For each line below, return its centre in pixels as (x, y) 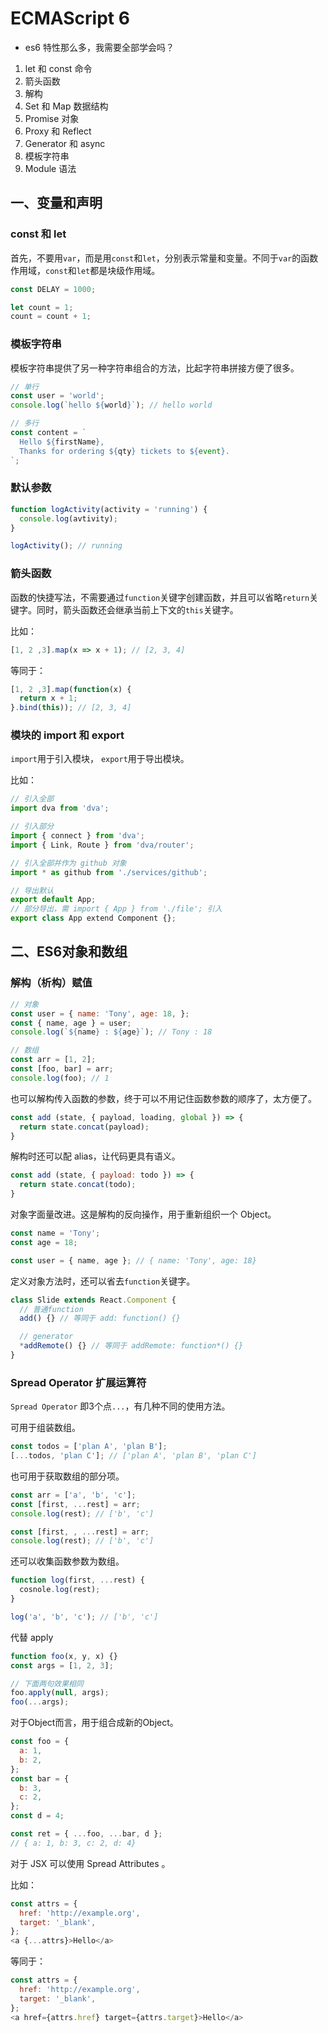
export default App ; (53, 900)
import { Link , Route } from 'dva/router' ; (102, 845)
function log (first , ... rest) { (77, 1580)
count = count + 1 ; (51, 317)
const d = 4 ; (37, 1816)
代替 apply (32, 1637)
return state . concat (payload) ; (84, 1127)
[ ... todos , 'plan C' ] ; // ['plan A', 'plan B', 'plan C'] (133, 1456)
